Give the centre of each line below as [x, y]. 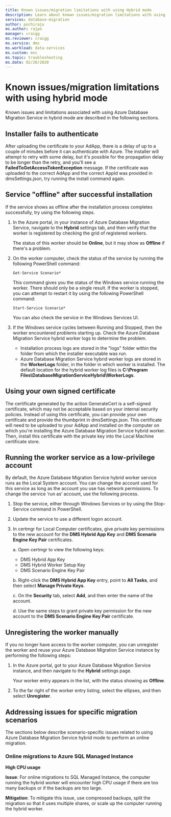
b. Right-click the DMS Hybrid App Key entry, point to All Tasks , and [85, 580]
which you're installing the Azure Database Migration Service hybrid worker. [86, 430]
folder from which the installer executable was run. [74, 353]
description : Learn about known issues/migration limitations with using [86, 15]
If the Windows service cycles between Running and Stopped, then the [87, 327]
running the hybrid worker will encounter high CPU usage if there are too [82, 783]
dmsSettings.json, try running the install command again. [65, 178]
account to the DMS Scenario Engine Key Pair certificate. [73, 616]
